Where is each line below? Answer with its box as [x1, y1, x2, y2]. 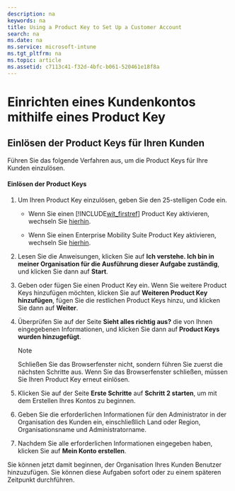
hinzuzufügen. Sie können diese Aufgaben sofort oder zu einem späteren [7, 468, 222, 476]
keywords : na [7, 17, 46, 24]
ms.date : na [7, 37, 42, 44]
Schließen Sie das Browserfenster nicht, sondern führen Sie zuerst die [17, 360, 223, 368]
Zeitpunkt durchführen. [7, 475, 75, 484]
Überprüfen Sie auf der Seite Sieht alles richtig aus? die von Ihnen [17, 317, 213, 325]
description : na [7, 10, 55, 18]
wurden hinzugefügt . [17, 332, 81, 341]
